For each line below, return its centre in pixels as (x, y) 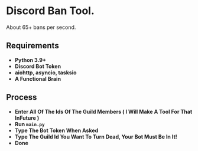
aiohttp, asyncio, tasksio (46, 73)
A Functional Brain (38, 78)
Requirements (33, 46)
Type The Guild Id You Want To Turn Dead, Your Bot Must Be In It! (96, 136)
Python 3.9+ (30, 60)
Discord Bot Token (38, 66)
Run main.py (30, 124)
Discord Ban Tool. (50, 11)
